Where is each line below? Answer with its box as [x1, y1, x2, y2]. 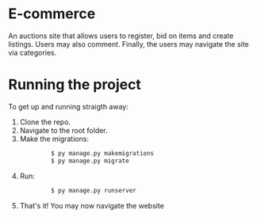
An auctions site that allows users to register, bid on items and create [8, 31, 234, 40]
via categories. [8, 48, 57, 57]
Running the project [8, 76, 141, 94]
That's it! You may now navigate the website [19, 201, 165, 210]
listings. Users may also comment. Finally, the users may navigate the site [8, 39, 250, 48]
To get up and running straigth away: [8, 101, 128, 111]
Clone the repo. [19, 117, 71, 127]
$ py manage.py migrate [50, 156, 129, 165]
